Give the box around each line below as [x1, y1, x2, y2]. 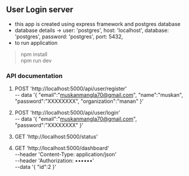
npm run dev [20, 57, 52, 64]
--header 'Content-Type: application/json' [14, 151, 117, 158]
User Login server [6, 5, 74, 15]
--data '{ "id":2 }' [14, 164, 57, 171]
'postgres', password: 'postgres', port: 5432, [14, 32, 123, 40]
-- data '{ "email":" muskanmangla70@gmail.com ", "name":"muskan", [14, 92, 183, 99]
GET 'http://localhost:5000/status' [14, 133, 99, 141]
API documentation [6, 71, 63, 80]
